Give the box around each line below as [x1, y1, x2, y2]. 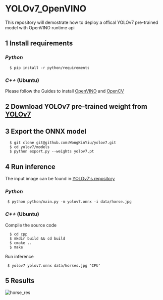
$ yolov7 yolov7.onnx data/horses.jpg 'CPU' [7, 263, 101, 268]
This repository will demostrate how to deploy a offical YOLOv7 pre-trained [5, 19, 159, 25]
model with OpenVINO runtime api [5, 24, 75, 30]
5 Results [5, 276, 35, 285]
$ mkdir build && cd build [9, 236, 65, 241]
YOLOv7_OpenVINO [5, 3, 87, 14]
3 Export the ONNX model [5, 127, 87, 136]
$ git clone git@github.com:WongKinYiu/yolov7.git [9, 140, 116, 146]
